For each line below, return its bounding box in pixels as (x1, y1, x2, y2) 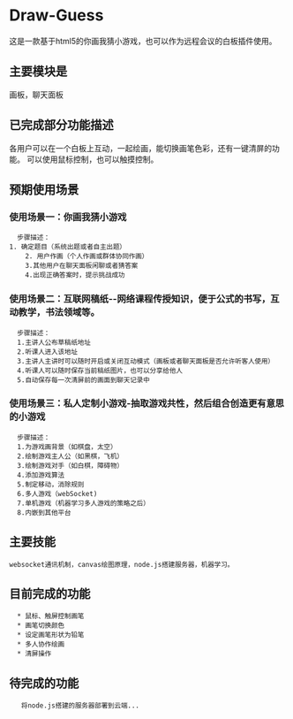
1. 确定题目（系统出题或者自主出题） (9, 242, 126, 252)
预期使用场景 (9, 182, 79, 197)
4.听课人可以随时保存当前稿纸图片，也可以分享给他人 (17, 366, 184, 375)
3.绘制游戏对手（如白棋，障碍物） (17, 461, 124, 470)
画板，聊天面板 (9, 89, 64, 100)
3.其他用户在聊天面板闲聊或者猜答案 (25, 262, 139, 271)
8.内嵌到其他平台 (17, 508, 71, 517)
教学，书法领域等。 (18, 306, 100, 318)
